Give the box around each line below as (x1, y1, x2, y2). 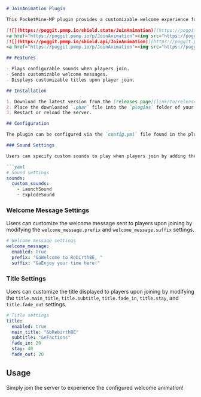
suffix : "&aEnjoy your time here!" (11, 260, 100, 266)
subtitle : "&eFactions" (11, 335, 71, 341)
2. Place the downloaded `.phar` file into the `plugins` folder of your (6, 104, 194, 111)
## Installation (6, 88, 47, 94)
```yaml (6, 164, 26, 170)
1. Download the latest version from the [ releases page (6, 98, 151, 105)
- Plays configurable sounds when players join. (6, 66, 130, 72)
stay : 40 (11, 346, 33, 352)
